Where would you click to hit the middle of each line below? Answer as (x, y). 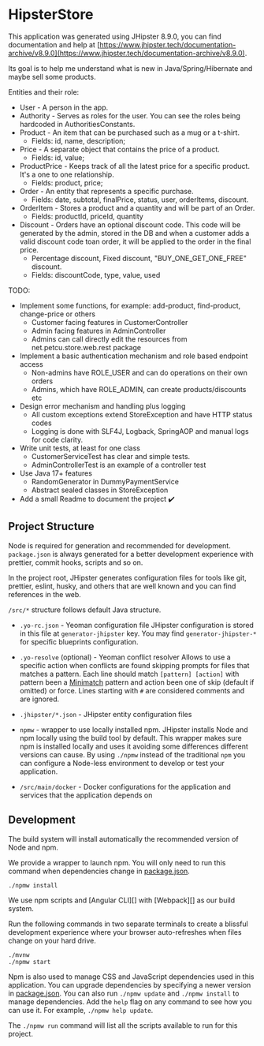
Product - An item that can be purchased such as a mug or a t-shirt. (130, 133)
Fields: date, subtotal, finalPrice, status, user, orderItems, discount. (140, 200)
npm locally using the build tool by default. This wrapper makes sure (130, 738)
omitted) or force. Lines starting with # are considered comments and (132, 690)
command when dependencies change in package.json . (99, 871)
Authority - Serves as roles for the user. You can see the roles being (130, 115)
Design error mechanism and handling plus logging (102, 406)
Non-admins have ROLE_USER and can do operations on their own (139, 372)
